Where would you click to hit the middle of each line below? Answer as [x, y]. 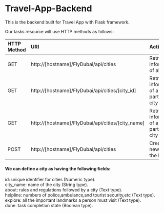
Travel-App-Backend [49, 9]
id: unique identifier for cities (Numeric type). [50, 180]
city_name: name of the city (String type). [47, 185]
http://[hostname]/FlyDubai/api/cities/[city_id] [83, 90]
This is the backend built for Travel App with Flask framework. [67, 22]
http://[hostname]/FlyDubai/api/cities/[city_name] [88, 123]
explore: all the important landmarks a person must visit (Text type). [73, 200]
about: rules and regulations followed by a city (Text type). [64, 190]
